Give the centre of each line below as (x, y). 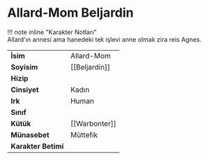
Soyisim (24, 67)
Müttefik (84, 135)
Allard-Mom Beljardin (70, 13)
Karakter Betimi (37, 146)
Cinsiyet (25, 90)
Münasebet (30, 135)
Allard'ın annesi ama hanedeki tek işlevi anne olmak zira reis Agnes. (104, 39)
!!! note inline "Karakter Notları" (52, 32)
